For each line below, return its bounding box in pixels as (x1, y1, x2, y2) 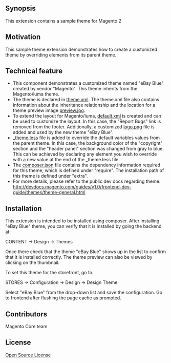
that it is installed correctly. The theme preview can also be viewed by (5, 254, 153, 260)
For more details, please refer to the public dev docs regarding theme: (12, 178, 161, 184)
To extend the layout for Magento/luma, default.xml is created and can (12, 113, 161, 119)
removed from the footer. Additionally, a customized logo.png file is (12, 124, 155, 130)
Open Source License (5, 352, 51, 358)
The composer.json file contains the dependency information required (12, 162, 160, 168)
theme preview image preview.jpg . (12, 107, 85, 113)
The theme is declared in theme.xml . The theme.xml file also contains (12, 97, 160, 103)
